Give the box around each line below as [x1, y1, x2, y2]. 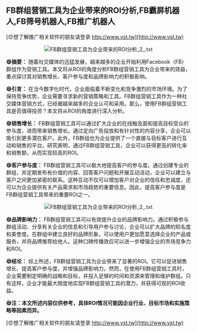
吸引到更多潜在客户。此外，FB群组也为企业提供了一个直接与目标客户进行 [6, 134, 182, 141]
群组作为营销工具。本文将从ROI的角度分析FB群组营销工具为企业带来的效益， [6, 65, 191, 72]
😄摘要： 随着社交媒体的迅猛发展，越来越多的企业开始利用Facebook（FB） [6, 58, 187, 65]
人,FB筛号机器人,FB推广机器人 [6, 16, 116, 26]
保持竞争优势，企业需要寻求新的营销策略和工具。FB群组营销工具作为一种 [6, 93, 182, 100]
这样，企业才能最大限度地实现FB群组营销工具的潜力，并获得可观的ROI [11, 279, 181, 286]
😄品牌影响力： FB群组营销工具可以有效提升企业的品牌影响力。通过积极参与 [6, 216, 189, 223]
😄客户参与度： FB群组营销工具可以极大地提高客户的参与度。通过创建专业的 [6, 161, 189, 168]
